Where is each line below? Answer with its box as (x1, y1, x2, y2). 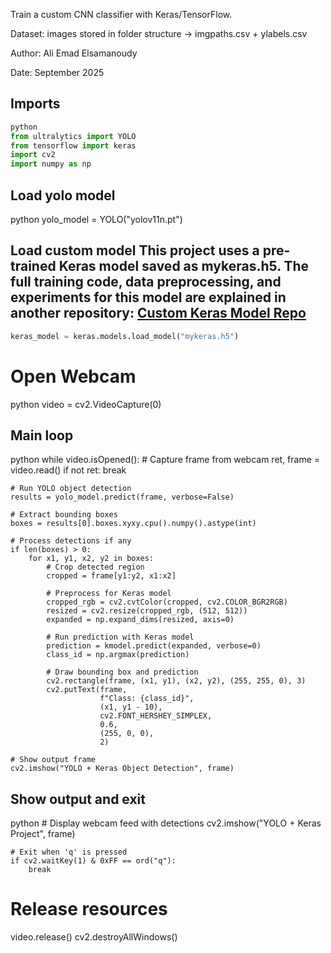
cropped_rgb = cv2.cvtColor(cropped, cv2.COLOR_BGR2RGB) (46, 597, 288, 608)
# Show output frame (10, 755, 97, 765)
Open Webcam (10, 365, 137, 388)
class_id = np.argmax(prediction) (46, 650, 190, 660)
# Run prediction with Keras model (46, 632, 195, 643)
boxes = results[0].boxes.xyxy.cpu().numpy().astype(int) (10, 519, 257, 529)
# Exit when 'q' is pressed (10, 847, 128, 858)
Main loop (10, 427, 74, 444)
